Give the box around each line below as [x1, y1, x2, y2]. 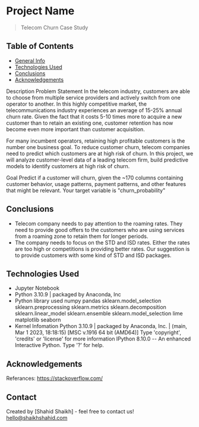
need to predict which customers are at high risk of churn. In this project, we [6, 150, 194, 157]
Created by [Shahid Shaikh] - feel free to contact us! [6, 408, 135, 415]
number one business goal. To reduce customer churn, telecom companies [6, 143, 190, 150]
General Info [14, 57, 46, 64]
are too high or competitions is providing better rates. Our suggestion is [14, 245, 190, 252]
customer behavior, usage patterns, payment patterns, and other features [6, 180, 186, 187]
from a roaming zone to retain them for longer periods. [14, 233, 149, 240]
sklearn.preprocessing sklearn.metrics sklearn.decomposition [14, 304, 166, 311]
